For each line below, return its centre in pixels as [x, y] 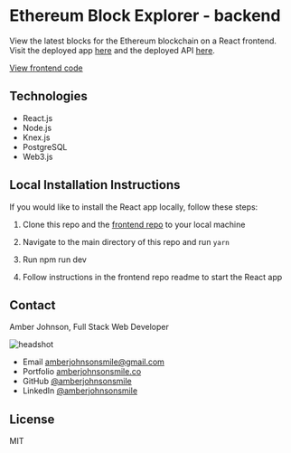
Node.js [37, 127]
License [32, 419]
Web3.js [38, 156]
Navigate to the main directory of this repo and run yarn [126, 241]
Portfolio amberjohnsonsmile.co [82, 372]
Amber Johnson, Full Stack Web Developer [89, 327]
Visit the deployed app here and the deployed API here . [112, 50]
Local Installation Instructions [95, 185]
